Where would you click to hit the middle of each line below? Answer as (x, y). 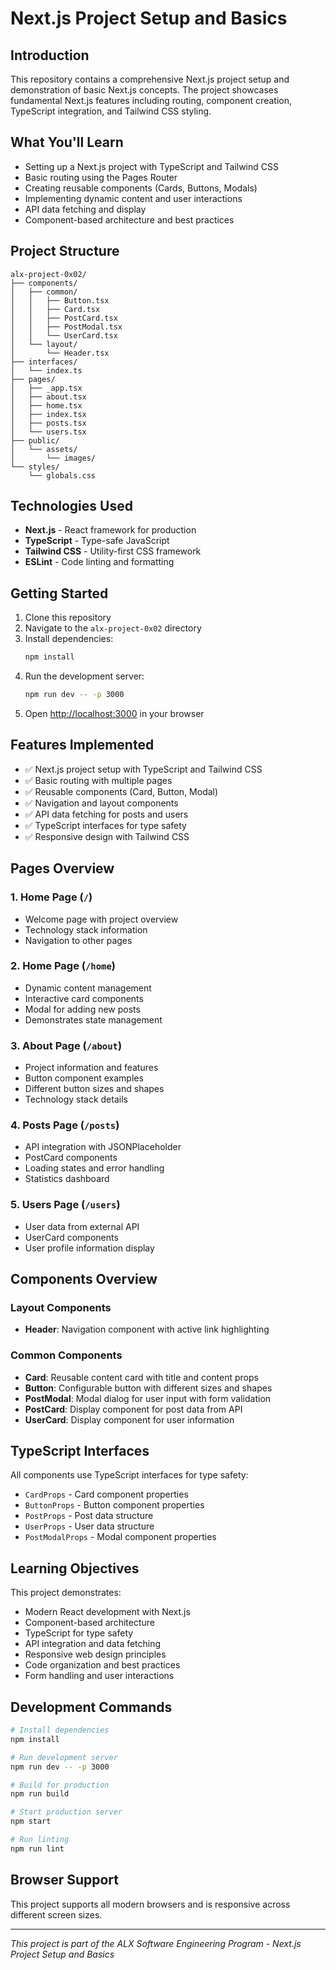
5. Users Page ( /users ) (65, 1205)
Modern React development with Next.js (107, 1612)
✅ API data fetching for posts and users (106, 814)
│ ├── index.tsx (48, 414)
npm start (31, 1822)
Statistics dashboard (67, 1179)
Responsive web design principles (95, 1654)
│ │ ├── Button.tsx (60, 300)
